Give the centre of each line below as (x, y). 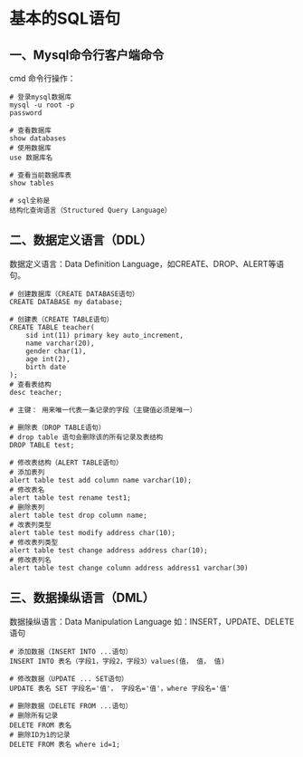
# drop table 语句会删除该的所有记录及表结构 (86, 437)
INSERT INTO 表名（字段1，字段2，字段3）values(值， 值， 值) (118, 661)
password (26, 113)
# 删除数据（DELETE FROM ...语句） (71, 706)
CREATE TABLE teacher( (52, 327)
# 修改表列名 (30, 560)
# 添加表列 (27, 472)
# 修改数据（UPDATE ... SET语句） (69, 679)
